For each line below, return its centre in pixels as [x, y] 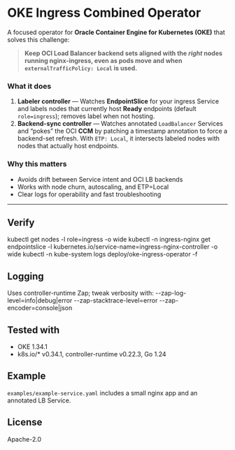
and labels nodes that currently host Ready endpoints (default [107, 109]
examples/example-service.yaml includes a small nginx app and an [102, 393]
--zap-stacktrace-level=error [116, 300]
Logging [26, 276]
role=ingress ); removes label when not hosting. [86, 116]
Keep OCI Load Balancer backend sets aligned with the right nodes [123, 53]
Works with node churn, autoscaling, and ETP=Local [93, 187]
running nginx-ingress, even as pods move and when [103, 60]
